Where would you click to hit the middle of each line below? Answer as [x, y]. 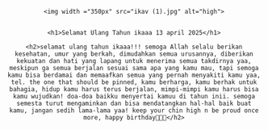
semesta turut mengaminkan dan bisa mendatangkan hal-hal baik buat [134, 103]
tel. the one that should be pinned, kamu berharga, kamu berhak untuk [134, 82]
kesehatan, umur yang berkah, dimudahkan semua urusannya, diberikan [134, 54]
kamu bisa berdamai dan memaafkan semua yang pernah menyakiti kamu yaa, [134, 75]
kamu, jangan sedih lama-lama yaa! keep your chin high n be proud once [134, 111]
